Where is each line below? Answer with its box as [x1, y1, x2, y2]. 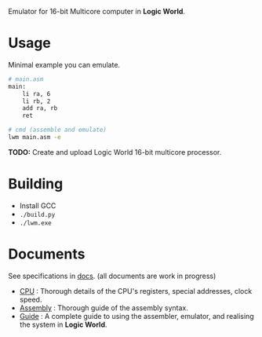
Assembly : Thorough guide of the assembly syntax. [19, 302, 188, 313]
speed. [19, 295, 42, 304]
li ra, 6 [22, 90, 51, 97]
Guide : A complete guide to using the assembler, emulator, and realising [19, 311, 254, 321]
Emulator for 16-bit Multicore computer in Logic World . [8, 7, 186, 16]
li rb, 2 [22, 97, 51, 105]
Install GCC [19, 200, 56, 211]
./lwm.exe [19, 219, 53, 227]
